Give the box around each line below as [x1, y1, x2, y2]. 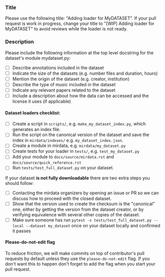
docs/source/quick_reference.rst [12, 160, 82, 165]
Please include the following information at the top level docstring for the [5, 49, 154, 56]
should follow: [5, 180, 34, 186]
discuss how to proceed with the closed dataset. [12, 195, 112, 201]
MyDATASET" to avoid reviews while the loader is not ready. [5, 26, 128, 32]
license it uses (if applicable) [12, 98, 71, 104]
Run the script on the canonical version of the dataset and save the [12, 132, 150, 138]
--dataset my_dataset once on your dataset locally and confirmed [25, 222, 161, 228]
